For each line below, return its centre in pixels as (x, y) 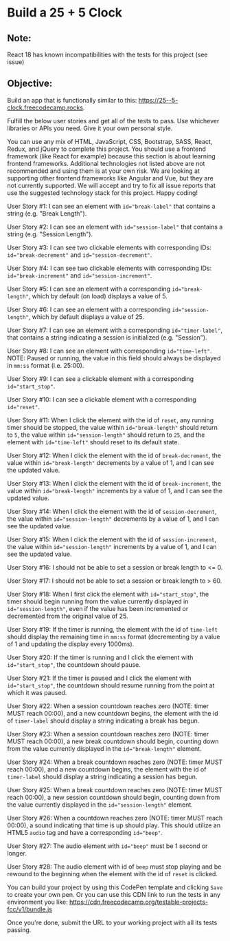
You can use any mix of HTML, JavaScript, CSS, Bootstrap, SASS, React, (110, 141)
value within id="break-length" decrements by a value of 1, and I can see (111, 462)
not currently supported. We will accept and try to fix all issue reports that (112, 185)
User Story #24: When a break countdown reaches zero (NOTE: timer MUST (115, 762)
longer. (17, 853)
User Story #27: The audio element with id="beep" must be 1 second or (107, 846)
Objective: (30, 84)
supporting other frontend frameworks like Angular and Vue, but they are (111, 178)
